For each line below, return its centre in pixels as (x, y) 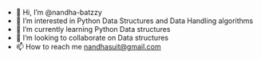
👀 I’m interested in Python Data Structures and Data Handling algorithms (134, 21)
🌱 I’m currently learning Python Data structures (93, 29)
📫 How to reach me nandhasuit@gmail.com (88, 47)
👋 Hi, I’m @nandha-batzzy (59, 12)
